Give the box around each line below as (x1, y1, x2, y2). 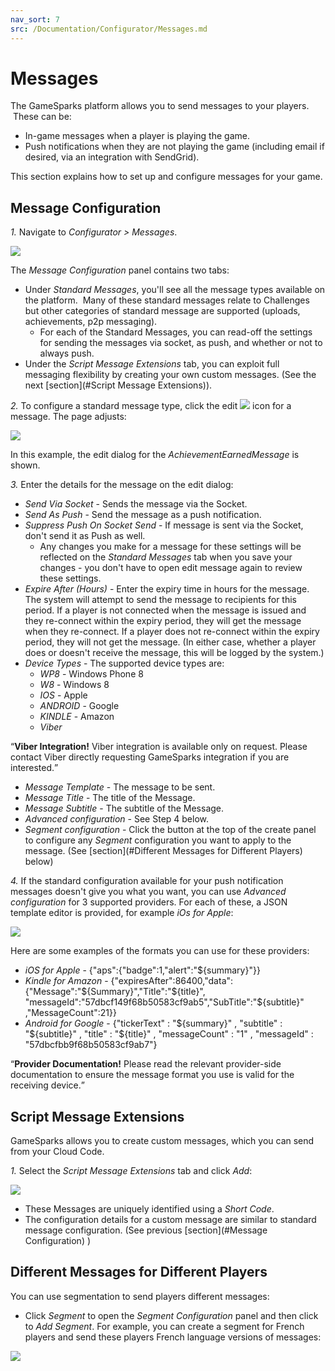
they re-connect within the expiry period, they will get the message (24, 615, 302, 627)
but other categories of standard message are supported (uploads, (24, 305, 301, 317)
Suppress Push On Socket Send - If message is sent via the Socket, (24, 519, 304, 531)
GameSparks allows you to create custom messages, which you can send (10, 1135, 315, 1147)
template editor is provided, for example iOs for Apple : (10, 907, 234, 919)
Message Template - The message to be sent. (24, 781, 216, 793)
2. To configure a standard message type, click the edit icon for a (10, 400, 292, 412)
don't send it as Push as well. (24, 530, 146, 542)
